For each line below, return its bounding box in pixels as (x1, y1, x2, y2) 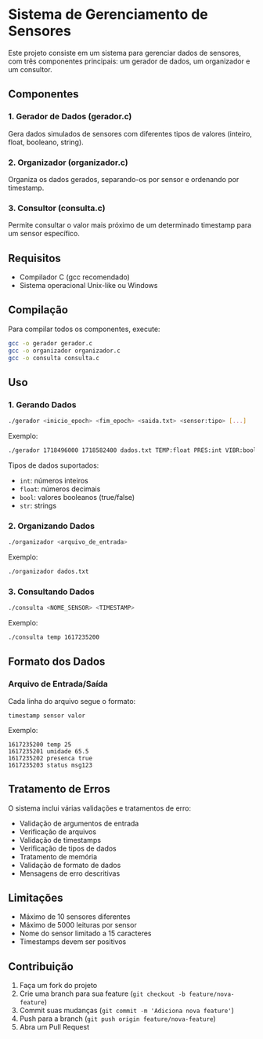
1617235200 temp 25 (8, 740, 72, 749)
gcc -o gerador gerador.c (8, 339, 92, 347)
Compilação (8, 304, 69, 317)
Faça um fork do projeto (19, 981, 98, 990)
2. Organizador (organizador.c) (8, 157, 128, 168)
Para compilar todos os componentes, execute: (8, 324, 160, 334)
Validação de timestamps (19, 835, 102, 844)
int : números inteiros (19, 476, 88, 485)
